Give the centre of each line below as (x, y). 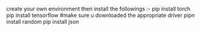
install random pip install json (43, 22)
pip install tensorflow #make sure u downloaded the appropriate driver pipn (101, 15)
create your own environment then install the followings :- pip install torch (98, 9)
